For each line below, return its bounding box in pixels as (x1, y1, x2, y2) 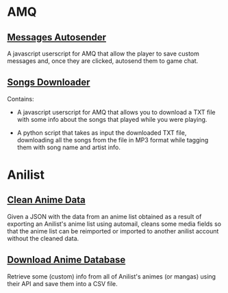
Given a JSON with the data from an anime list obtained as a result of (7, 212, 202, 220)
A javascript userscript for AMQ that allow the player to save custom (7, 49, 200, 58)
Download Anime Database (7, 254, 126, 266)
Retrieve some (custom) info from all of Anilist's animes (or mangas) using (7, 272, 216, 281)
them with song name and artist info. (16, 143, 121, 151)
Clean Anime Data (7, 194, 86, 206)
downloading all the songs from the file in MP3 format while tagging (16, 136, 209, 144)
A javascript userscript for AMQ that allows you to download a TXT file (16, 107, 216, 116)
